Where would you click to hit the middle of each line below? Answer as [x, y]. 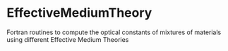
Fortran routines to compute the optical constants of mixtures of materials [114, 32]
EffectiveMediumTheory [79, 13]
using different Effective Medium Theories [68, 39]
